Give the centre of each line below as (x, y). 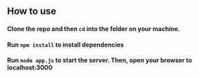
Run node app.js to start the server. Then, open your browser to (100, 60)
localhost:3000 (30, 67)
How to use (32, 11)
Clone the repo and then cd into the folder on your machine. (94, 29)
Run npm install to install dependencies (65, 45)
